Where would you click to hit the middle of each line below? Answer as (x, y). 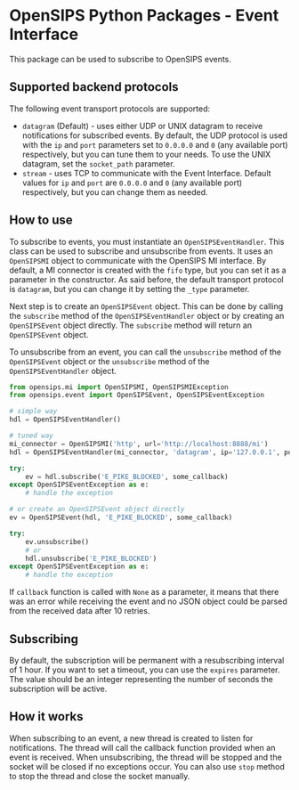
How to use (41, 220)
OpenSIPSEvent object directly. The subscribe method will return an (130, 325)
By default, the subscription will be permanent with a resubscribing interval (147, 660)
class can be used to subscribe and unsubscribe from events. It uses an (141, 251)
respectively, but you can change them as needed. (115, 191)
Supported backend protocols (94, 87)
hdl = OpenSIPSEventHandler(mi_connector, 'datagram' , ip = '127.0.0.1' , (145, 452)
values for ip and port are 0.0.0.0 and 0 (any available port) (132, 183)
